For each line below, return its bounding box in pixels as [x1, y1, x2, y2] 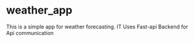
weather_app [6, 4, 73, 17]
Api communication [6, 29, 54, 36]
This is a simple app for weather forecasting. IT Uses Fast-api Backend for [6, 23, 189, 30]
